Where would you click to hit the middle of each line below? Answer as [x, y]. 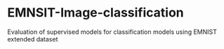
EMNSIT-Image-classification [95, 13]
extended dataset [33, 39]
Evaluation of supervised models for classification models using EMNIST [112, 32]
